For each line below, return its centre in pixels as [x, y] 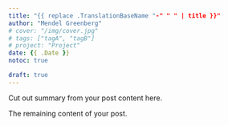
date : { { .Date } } [39, 53]
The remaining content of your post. [68, 113]
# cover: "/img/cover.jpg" [53, 30]
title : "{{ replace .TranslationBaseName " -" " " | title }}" [114, 16]
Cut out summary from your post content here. [85, 98]
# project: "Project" [45, 46]
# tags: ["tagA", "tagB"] [51, 38]
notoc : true [28, 61]
